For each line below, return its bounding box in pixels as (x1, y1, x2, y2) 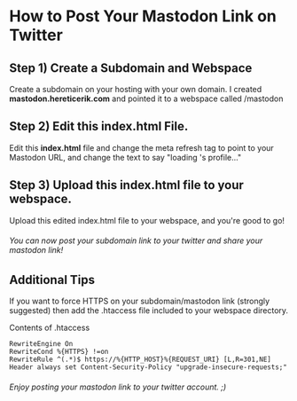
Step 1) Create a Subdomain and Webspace (9, 60, 253, 75)
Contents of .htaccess (9, 322, 90, 334)
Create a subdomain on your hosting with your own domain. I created (9, 84, 262, 94)
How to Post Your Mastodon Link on (9, 6, 277, 27)
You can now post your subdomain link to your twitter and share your (9, 235, 263, 246)
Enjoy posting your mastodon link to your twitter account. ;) (9, 381, 227, 392)
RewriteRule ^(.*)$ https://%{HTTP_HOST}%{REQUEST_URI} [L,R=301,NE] (9, 355, 272, 365)
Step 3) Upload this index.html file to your (9, 177, 244, 193)
